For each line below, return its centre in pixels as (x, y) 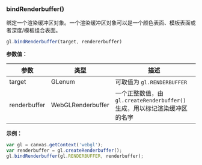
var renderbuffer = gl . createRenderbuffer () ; (64, 151)
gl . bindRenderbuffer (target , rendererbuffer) (64, 42)
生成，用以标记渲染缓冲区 (151, 108)
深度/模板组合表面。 (36, 30)
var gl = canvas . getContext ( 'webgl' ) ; (55, 145)
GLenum (63, 82)
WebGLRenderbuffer (80, 105)
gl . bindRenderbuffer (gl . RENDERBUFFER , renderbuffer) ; (75, 156)
